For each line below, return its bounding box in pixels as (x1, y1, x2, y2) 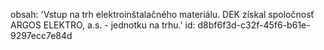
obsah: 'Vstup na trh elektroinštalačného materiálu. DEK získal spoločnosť (10, 9, 315, 20)
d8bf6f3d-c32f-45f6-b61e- (197, 19, 311, 31)
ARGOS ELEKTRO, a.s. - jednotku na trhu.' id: (10, 19, 196, 31)
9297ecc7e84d (10, 30, 73, 41)
